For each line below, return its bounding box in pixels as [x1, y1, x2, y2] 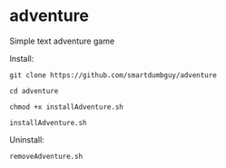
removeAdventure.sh [9, 152, 84, 161]
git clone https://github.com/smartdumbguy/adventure [9, 70, 218, 80]
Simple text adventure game [9, 35, 115, 46]
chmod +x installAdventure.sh [9, 102, 124, 112]
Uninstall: [9, 133, 45, 145]
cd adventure [9, 86, 59, 95]
